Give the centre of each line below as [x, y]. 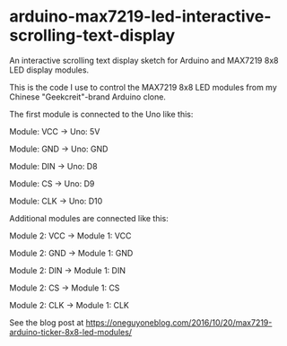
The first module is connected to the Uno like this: [101, 114]
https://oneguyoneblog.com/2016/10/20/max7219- [179, 322]
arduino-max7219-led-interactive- [140, 17]
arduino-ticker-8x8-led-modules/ [71, 332]
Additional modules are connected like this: [89, 218]
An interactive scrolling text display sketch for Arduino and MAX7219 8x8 [144, 60]
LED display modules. [49, 70]
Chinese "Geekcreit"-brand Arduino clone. [87, 97]
